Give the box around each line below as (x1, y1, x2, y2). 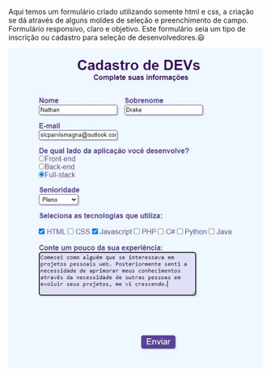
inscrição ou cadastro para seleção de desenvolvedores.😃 (8, 32, 205, 42)
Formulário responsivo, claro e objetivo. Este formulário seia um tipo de (8, 24, 247, 33)
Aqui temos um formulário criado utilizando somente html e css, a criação (8, 7, 255, 16)
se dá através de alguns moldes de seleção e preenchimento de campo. (8, 15, 249, 25)
